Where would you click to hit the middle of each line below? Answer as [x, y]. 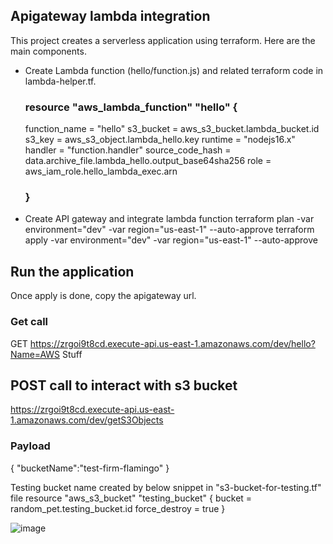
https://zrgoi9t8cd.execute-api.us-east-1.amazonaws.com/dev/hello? [172, 343]
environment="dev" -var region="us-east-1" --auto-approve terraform [169, 230]
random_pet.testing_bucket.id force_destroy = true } [118, 508]
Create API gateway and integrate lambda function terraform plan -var [169, 219]
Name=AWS [35, 354]
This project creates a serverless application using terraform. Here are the [163, 40]
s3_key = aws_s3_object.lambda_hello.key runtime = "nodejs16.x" [160, 140]
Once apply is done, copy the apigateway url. [103, 296]
